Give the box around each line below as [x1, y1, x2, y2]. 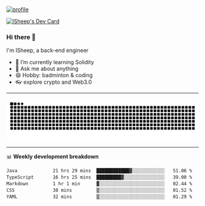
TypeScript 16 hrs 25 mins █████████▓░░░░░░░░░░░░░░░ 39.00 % [6, 174, 192, 180]
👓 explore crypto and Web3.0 [15, 78, 92, 86]
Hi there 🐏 [6, 32, 37, 41]
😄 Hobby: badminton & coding [15, 72, 93, 79]
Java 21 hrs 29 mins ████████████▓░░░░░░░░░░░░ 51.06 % [6, 168, 192, 174]
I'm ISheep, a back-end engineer [6, 46, 89, 54]
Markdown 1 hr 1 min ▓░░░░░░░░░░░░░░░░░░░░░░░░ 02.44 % [6, 180, 192, 186]
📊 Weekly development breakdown [6, 153, 99, 160]
